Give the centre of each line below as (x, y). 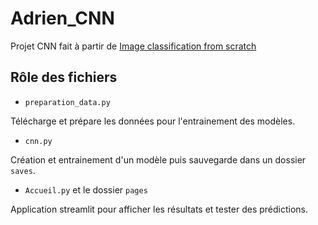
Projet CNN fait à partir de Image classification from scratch (133, 46)
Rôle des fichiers (64, 77)
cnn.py (38, 141)
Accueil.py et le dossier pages (86, 189)
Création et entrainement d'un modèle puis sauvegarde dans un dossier (158, 159)
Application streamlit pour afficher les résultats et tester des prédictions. (159, 209)
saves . (23, 170)
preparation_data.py (67, 102)
